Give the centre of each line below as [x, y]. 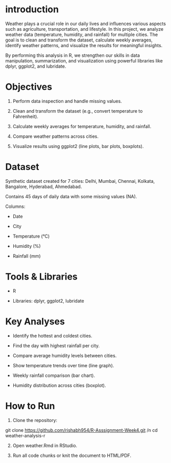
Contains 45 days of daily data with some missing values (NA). [71, 196]
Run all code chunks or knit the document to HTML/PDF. [72, 455]
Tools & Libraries [42, 277]
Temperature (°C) [31, 236]
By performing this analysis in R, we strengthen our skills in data [73, 55]
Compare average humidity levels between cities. [65, 355]
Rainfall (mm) [27, 256]
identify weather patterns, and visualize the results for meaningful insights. [84, 45]
